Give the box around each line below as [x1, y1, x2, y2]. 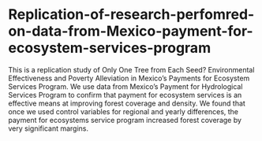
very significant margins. [8, 124, 89, 133]
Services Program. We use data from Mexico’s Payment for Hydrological [8, 81, 243, 91]
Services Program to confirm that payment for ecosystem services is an [8, 90, 242, 99]
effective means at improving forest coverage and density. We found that [8, 98, 246, 108]
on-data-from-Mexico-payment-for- [8, 22, 254, 40]
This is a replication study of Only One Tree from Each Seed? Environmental [8, 65, 255, 74]
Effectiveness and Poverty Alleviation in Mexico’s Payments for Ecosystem [8, 73, 250, 83]
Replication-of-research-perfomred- [8, 6, 255, 24]
